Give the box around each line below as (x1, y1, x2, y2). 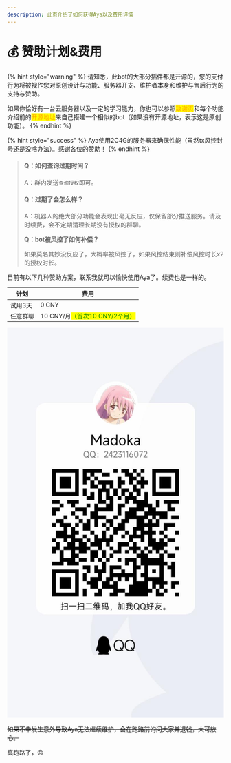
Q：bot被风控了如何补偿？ (23, 235, 100, 243)
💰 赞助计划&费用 (7, 43, 102, 59)
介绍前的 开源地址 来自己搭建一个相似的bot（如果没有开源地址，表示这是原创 (7, 112, 221, 121)
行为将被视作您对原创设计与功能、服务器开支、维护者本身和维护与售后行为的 (7, 81, 224, 89)
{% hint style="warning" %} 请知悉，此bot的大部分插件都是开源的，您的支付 (7, 72, 223, 81)
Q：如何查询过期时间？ (23, 162, 89, 170)
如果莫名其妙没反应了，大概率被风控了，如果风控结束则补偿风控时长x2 (23, 250, 224, 258)
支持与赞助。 (7, 90, 43, 98)
